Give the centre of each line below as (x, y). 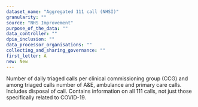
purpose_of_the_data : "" (37, 28)
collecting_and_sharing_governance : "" (56, 51)
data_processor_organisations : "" (49, 45)
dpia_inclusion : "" (31, 39)
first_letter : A (26, 56)
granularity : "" (26, 17)
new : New (17, 61)
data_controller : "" (32, 34)
